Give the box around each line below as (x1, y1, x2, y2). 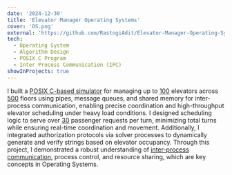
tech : (7, 36, 23, 43)
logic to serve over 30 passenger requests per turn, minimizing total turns (7, 116, 217, 124)
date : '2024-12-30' (7, 10, 64, 17)
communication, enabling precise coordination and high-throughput (31, 101, 224, 110)
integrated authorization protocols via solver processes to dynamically (7, 130, 207, 138)
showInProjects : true (7, 68, 70, 74)
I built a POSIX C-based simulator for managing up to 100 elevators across (7, 87, 219, 95)
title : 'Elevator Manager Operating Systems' (7, 17, 140, 23)
